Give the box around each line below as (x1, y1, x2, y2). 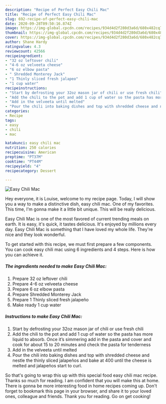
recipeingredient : (5, 53, 43, 58)
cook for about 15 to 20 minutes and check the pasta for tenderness (12, 342, 151, 347)
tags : (5, 117, 16, 123)
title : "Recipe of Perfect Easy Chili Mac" (5, 12, 96, 17)
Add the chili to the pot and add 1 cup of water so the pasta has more (12, 331, 153, 337)
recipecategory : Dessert (5, 168, 56, 173)
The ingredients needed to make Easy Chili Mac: (5, 263, 107, 269)
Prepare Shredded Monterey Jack (12, 291, 82, 297)
